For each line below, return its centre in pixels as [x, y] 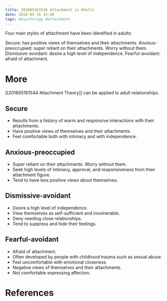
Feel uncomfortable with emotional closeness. [60, 262]
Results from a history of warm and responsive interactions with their [83, 121]
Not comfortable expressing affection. [51, 273]
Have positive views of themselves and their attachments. [72, 131]
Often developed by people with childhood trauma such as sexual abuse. [87, 257]
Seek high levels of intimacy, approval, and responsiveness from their [84, 169]
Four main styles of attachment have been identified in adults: [69, 33]
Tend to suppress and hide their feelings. [54, 224]
